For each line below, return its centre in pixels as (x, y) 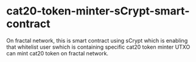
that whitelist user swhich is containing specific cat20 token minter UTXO (98, 47)
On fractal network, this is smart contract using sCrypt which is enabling (97, 40)
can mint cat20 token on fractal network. (57, 53)
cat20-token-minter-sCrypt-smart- (98, 11)
